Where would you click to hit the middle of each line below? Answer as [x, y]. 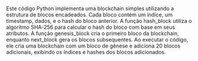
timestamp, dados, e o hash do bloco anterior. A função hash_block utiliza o [99, 21]
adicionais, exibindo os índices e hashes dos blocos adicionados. [86, 52]
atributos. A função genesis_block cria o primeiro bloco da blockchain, [93, 33]
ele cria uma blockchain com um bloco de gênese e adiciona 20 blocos [93, 46]
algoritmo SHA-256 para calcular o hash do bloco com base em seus [91, 27]
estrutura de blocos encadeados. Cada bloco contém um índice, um [89, 15]
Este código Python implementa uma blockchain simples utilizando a [90, 9]
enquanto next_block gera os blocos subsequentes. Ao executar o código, [97, 40]
